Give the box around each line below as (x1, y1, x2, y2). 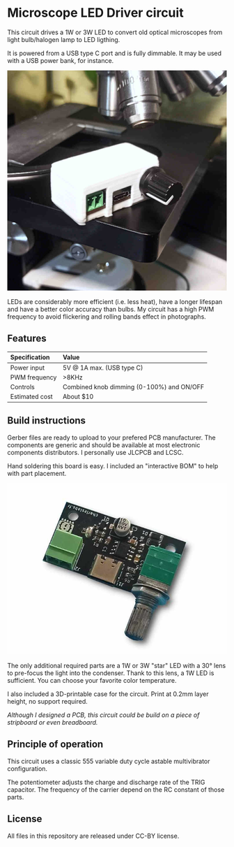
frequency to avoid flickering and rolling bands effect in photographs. (7, 312, 207, 321)
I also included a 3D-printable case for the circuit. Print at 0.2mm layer (7, 690, 209, 698)
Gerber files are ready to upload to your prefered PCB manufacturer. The (7, 433, 216, 442)
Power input (10, 363, 45, 372)
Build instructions (7, 414, 86, 427)
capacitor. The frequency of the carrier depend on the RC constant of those (7, 785, 225, 794)
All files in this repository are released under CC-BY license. (7, 832, 180, 840)
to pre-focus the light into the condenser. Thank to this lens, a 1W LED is (7, 669, 214, 677)
